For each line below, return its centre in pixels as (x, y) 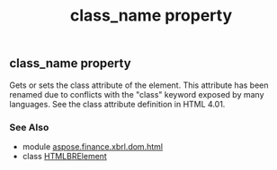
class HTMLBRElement (65, 156)
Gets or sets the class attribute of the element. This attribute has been (139, 85)
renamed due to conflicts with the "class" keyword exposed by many (137, 94)
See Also (29, 127)
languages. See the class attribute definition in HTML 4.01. (117, 104)
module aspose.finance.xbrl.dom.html (93, 146)
